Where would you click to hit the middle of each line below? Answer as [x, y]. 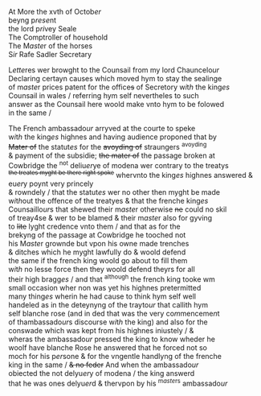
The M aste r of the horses [51, 46]
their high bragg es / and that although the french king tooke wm [112, 278]
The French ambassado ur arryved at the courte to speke [102, 128]
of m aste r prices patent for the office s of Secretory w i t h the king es [119, 87]
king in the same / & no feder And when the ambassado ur [104, 365]
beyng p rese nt [33, 20]
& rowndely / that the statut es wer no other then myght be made [114, 192]
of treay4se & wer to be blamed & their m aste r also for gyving [110, 217]
